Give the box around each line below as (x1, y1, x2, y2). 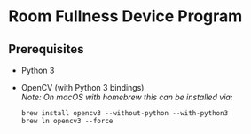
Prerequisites (8, 42, 84, 57)
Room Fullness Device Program (8, 6, 243, 27)
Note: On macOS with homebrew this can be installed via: (20, 91, 233, 102)
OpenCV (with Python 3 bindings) (20, 83, 145, 92)
